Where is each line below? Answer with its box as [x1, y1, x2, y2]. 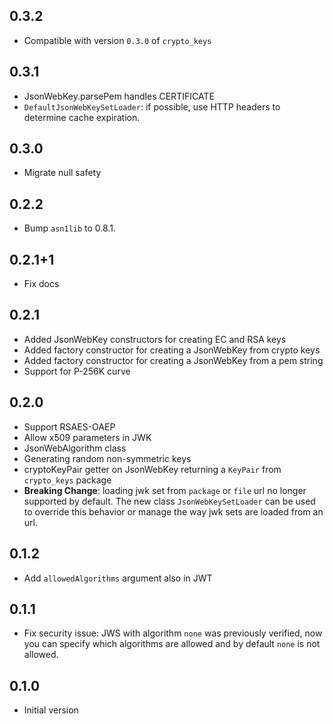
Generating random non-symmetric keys [23, 452, 192, 464]
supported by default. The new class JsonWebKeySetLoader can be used [23, 495, 316, 507]
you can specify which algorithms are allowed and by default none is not [23, 638, 321, 650]
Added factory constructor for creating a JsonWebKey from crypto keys [23, 344, 321, 356]
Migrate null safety [23, 167, 102, 179]
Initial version [23, 704, 79, 716]
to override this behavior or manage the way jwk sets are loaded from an [23, 505, 324, 518]
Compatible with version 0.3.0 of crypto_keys [23, 34, 212, 46]
